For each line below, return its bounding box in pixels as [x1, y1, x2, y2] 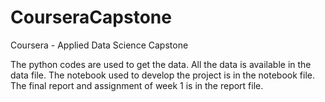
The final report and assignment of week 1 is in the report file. [10, 79, 264, 91]
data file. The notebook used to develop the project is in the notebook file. [10, 69, 315, 81]
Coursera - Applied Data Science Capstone [10, 39, 189, 51]
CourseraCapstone [10, 6, 172, 29]
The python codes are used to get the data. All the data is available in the [10, 58, 312, 70]
